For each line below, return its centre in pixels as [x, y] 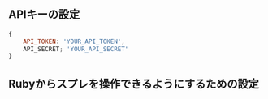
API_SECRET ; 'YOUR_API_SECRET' [76, 49]
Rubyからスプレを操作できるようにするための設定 [134, 84]
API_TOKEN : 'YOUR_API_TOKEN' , [74, 41]
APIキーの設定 [44, 15]
